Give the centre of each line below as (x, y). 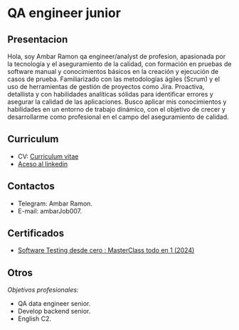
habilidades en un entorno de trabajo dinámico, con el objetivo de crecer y (117, 109)
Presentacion (38, 39)
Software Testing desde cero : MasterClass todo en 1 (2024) (106, 250)
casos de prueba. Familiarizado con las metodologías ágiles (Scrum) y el (114, 79)
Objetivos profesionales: (43, 290)
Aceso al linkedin (43, 164)
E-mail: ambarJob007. (50, 211)
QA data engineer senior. (54, 304)
